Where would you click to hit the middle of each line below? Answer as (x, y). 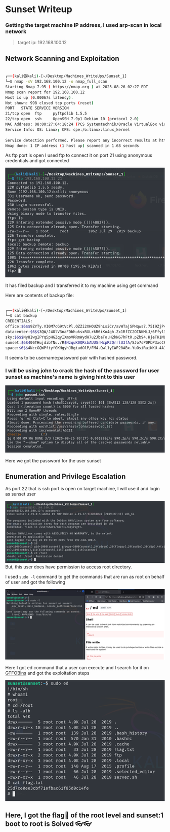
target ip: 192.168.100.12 (42, 43)
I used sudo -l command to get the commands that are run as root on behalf (85, 576)
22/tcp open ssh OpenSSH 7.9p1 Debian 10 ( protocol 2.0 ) (72, 119)
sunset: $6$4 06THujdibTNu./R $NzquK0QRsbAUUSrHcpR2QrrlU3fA (68, 342)
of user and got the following (35, 582)
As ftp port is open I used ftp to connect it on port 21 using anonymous (79, 155)
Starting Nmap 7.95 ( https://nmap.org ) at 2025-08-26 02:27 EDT (77, 87)
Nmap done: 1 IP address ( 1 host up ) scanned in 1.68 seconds (72, 146)
